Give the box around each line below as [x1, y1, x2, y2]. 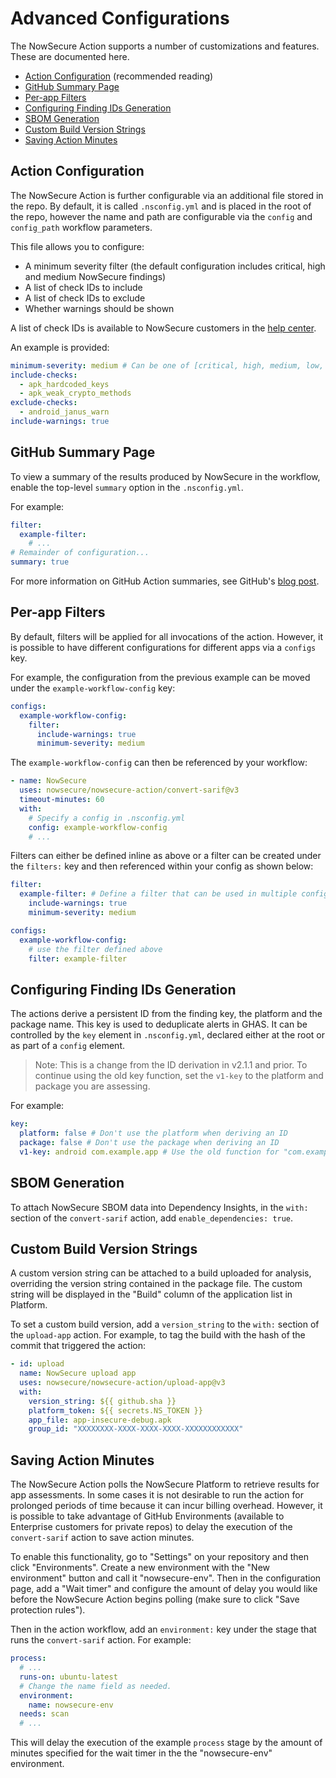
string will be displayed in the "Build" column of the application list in [10, 1288, 293, 1301]
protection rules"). [10, 1604, 86, 1616]
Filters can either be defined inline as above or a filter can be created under [10, 850, 322, 862]
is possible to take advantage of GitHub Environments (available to [10, 1510, 285, 1522]
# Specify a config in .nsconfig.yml [28, 813, 186, 823]
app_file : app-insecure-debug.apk [28, 1415, 172, 1425]
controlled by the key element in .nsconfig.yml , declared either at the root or [10, 1029, 326, 1041]
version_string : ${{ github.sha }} [28, 1396, 177, 1406]
